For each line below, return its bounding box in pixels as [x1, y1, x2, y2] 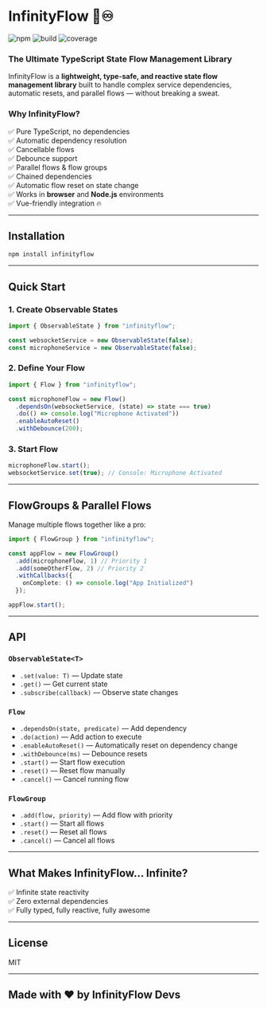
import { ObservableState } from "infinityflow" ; [8, 322, 176, 330]
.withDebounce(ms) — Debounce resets [19, 748, 148, 758]
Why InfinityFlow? [8, 108, 81, 120]
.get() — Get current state [19, 679, 109, 689]
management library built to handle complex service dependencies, [8, 80, 232, 90]
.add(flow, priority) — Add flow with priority [19, 811, 173, 820]
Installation [8, 229, 65, 242]
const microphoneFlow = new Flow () [8, 395, 126, 403]
